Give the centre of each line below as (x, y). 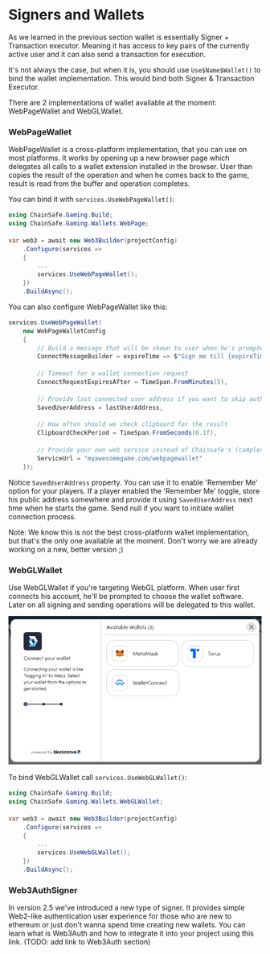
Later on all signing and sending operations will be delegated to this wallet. (132, 605)
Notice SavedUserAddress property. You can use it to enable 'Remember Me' (133, 482)
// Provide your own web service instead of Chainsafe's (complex (151, 450)
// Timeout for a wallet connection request (113, 374)
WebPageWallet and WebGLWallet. (66, 111)
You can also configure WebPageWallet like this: (88, 307)
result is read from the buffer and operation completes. (99, 184)
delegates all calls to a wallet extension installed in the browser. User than (131, 167)
